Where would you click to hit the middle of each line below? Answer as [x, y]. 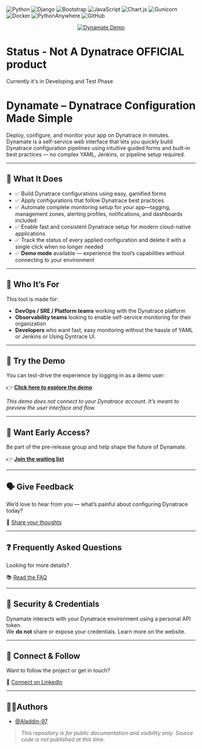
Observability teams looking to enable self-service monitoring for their [103, 317]
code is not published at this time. [63, 739]
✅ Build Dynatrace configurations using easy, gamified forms [90, 194]
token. [14, 625]
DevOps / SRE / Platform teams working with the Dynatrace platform [100, 311]
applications [30, 233]
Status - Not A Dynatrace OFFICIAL [95, 52]
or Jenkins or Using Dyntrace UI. [55, 336]
